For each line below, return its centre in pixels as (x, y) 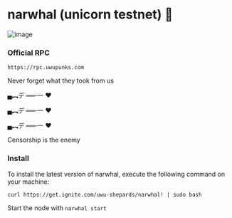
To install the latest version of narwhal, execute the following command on (116, 174)
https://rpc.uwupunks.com (46, 68)
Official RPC (28, 53)
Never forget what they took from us (60, 81)
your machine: (28, 182)
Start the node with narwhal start (57, 208)
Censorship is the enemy (44, 140)
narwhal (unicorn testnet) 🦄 (90, 15)
